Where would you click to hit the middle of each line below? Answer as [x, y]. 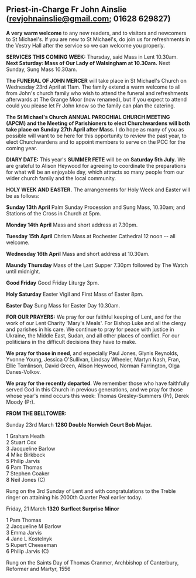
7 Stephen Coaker [28, 473]
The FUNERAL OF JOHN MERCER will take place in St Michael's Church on [97, 80]
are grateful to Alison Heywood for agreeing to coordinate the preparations [96, 165]
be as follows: [23, 195]
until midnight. [23, 271]
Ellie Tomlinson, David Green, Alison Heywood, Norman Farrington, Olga [93, 366]
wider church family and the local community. [61, 178]
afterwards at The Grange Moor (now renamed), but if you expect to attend [97, 99]
